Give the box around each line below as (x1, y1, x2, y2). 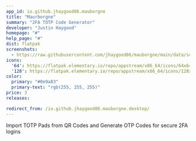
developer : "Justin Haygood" (6, 24, 77, 31)
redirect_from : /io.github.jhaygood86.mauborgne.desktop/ (6, 105, 150, 111)
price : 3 (6, 90, 27, 96)
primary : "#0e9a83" (11, 79, 59, 85)
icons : (6, 57, 22, 63)
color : (6, 73, 22, 79)
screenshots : (6, 47, 38, 52)
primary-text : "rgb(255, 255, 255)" (11, 84, 100, 90)
